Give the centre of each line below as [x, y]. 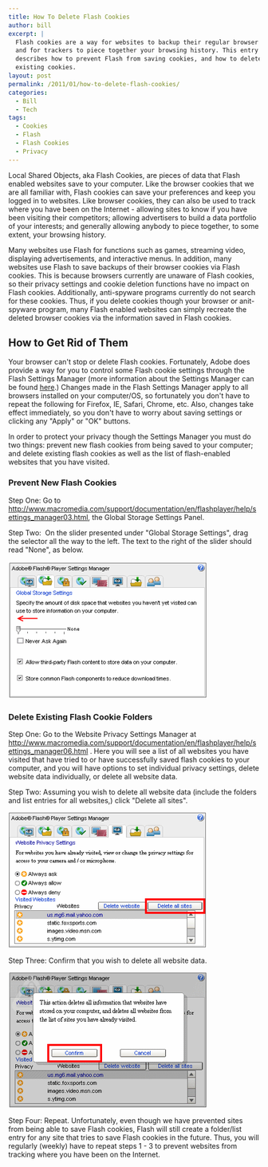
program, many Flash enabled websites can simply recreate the [143, 309]
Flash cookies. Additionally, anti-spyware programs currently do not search [132, 292]
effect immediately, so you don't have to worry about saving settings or [125, 413]
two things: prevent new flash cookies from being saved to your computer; [131, 445]
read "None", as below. [46, 550]
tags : [17, 118]
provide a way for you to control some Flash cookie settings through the [126, 370]
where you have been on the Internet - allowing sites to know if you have [128, 209]
